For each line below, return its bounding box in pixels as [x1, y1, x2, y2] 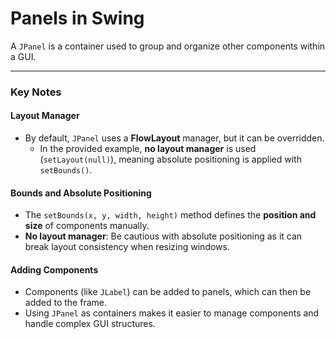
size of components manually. [24, 220, 150, 232]
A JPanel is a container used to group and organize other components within [10, 40, 326, 52]
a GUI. [10, 50, 37, 62]
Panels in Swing [10, 7, 145, 30]
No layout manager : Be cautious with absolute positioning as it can [24, 230, 303, 242]
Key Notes [10, 85, 62, 99]
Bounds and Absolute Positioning [10, 187, 152, 199]
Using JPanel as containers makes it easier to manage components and [24, 307, 320, 319]
